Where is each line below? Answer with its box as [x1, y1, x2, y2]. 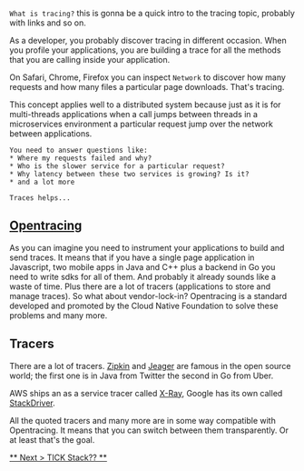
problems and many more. [9, 309, 108, 321]
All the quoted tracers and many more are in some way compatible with [9, 415, 277, 426]
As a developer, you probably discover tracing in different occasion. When [9, 35, 288, 45]
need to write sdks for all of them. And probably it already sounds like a [9, 271, 277, 282]
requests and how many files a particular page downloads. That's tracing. [9, 82, 285, 92]
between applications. [9, 128, 93, 139]
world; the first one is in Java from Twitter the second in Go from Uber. [9, 370, 274, 381]
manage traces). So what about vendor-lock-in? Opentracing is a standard [9, 290, 288, 301]
